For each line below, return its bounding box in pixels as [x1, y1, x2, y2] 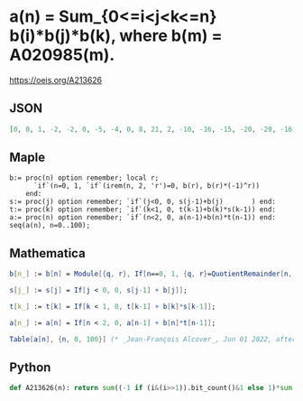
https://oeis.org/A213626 [9, 74, 103, 85]
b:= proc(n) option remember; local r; [9, 173, 160, 182]
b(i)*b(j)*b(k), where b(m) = [9, 25, 223, 46]
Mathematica [9, 246, 86, 261]
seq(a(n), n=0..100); [9, 221, 91, 230]
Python [9, 359, 51, 376]
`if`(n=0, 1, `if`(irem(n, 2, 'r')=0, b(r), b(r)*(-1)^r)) [32, 182, 260, 191]
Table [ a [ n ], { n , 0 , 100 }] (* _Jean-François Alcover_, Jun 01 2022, [9, 334, 272, 344]
